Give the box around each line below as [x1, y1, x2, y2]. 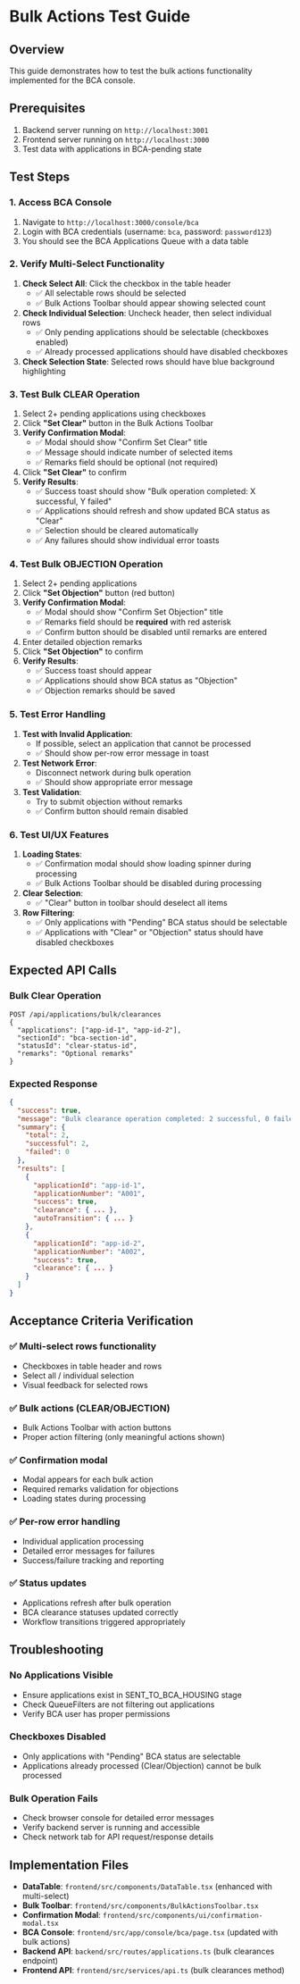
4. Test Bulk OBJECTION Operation [9, 558, 163, 571]
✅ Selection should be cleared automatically [35, 525, 199, 536]
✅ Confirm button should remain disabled [35, 806, 189, 816]
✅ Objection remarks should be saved [35, 685, 176, 696]
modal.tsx [21, 1919, 60, 1928]
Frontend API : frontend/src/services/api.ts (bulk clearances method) [21, 1964, 286, 1975]
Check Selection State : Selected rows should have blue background [21, 356, 275, 367]
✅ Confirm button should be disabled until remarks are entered [35, 627, 268, 638]
